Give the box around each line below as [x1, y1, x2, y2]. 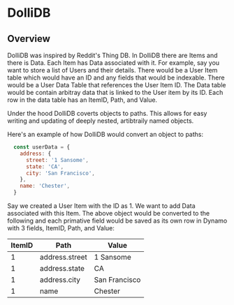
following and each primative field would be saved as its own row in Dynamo [7, 216, 228, 225]
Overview [7, 33, 51, 45]
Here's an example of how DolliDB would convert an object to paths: [7, 131, 204, 138]
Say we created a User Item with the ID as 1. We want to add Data [7, 202, 196, 210]
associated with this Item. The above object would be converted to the [7, 209, 210, 217]
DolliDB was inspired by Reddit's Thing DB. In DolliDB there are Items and [7, 51, 218, 59]
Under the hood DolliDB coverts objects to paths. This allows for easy [7, 110, 207, 117]
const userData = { [13, 144, 71, 151]
